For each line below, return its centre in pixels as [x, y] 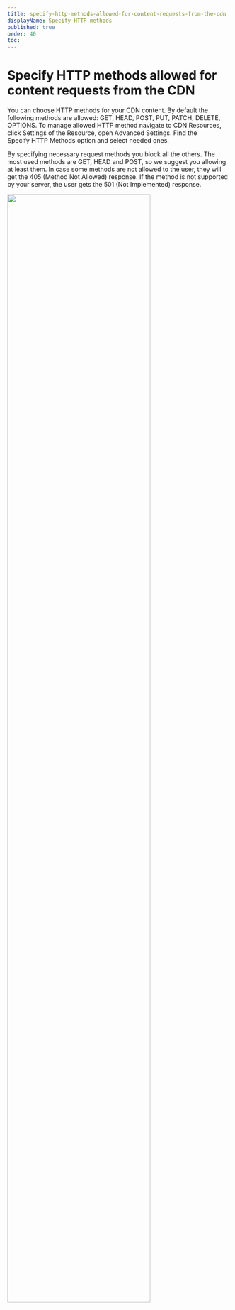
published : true [31, 27]
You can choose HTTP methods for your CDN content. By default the [108, 110]
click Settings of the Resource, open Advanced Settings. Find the [102, 133]
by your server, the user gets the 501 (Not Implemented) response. [104, 185]
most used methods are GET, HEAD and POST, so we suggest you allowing [117, 162]
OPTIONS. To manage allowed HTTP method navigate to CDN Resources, [114, 126]
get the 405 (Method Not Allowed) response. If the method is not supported [118, 177]
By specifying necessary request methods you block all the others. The [111, 154]
